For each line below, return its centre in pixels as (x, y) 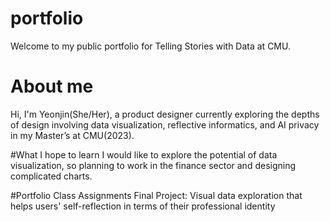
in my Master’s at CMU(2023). (72, 135)
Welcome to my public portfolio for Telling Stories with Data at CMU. (150, 46)
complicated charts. (51, 176)
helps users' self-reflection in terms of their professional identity (143, 206)
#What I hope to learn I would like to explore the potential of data (144, 154)
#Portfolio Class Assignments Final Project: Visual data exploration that (156, 195)
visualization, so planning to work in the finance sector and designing (153, 165)
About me (52, 86)
